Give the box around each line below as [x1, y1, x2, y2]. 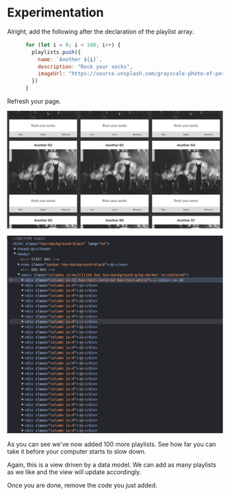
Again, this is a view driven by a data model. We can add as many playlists [7, 460, 217, 469]
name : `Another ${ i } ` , [37, 56, 103, 63]
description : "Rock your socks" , [37, 63, 133, 70]
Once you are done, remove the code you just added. [7, 481, 157, 489]
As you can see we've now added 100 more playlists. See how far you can [7, 440, 216, 448]
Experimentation [7, 5, 104, 21]
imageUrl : [37, 70, 66, 77]
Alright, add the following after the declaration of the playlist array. [7, 27, 194, 36]
